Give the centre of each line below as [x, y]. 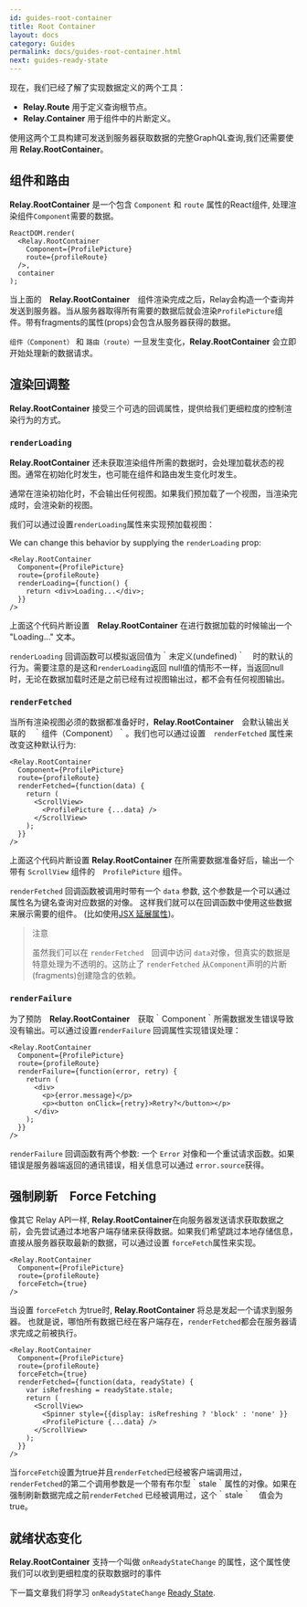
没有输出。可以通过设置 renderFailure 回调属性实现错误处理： [126, 1030]
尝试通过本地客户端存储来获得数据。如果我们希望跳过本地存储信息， [169, 1232]
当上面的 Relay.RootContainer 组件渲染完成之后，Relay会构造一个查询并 [152, 299]
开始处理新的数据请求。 [53, 353]
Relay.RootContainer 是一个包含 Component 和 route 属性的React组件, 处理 [149, 204]
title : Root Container [53, 26]
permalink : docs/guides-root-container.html [95, 52]
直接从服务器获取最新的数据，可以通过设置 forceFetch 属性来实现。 [135, 1242]
